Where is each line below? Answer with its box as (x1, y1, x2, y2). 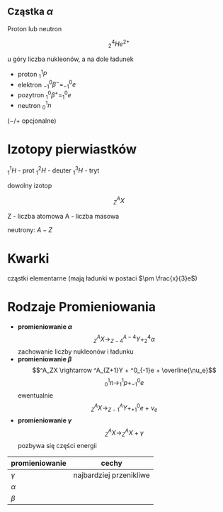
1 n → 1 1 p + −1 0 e (107, 377, 144, 388)
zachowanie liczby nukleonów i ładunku (17, 347, 134, 356)
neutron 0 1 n (17, 99, 52, 111)
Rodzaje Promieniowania (7, 299, 156, 315)
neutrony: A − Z (7, 225, 53, 234)
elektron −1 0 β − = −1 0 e (17, 79, 76, 91)
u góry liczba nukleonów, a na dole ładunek (7, 55, 134, 63)
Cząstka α (7, 6, 54, 18)
